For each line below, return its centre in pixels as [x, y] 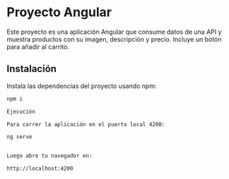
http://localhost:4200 [40, 169]
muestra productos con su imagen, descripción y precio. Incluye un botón [114, 39]
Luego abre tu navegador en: [49, 156]
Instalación [32, 69]
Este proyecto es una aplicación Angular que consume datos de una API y [114, 32]
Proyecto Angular [59, 12]
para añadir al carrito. [38, 47]
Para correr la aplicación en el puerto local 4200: [86, 124]
